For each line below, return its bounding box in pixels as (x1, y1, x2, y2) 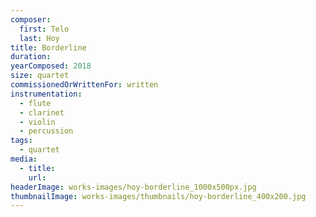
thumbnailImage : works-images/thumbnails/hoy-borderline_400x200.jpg (10, 191, 307, 201)
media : (10, 154, 38, 164)
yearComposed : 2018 (10, 61, 92, 71)
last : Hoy (19, 33, 60, 43)
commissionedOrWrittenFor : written (10, 80, 159, 90)
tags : (10, 136, 33, 146)
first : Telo (19, 24, 70, 34)
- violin (19, 117, 56, 127)
